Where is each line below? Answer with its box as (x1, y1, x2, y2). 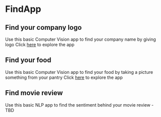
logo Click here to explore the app (5, 42, 75, 48)
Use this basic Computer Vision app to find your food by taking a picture (5, 69, 153, 75)
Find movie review (5, 89, 63, 97)
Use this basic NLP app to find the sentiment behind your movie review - (5, 102, 154, 108)
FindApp (5, 3, 41, 15)
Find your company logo (5, 23, 82, 32)
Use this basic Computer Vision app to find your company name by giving (5, 36, 157, 42)
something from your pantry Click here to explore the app (5, 74, 123, 80)
